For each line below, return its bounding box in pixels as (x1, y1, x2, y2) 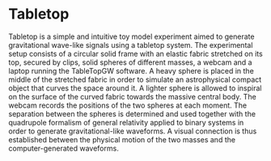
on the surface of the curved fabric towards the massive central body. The (8, 91, 256, 101)
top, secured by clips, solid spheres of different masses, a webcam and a (8, 57, 252, 67)
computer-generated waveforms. (8, 143, 119, 153)
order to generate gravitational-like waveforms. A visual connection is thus (8, 126, 257, 136)
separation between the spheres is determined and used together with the (8, 108, 256, 118)
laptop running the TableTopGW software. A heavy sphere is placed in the (8, 66, 255, 75)
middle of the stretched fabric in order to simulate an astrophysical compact (8, 74, 262, 84)
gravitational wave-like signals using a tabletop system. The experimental (8, 40, 253, 49)
